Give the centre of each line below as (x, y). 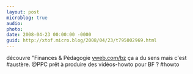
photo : (15, 29)
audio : (15, 23)
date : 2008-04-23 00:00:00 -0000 (49, 35)
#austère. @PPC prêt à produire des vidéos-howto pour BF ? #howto (93, 64)
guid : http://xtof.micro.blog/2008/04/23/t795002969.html (82, 40)
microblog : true (27, 18)
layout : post (23, 12)
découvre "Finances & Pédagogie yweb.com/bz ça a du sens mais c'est (96, 58)
